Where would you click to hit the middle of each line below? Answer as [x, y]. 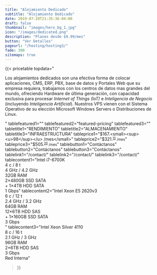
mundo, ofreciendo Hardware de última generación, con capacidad [72, 93]
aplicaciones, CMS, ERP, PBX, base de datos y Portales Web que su [73, 83]
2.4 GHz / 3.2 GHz [24, 201]
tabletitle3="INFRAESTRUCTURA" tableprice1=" [53, 134]
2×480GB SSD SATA [25, 181]
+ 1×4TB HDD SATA [25, 186]
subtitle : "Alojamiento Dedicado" [40, 14]
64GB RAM [16, 206]
